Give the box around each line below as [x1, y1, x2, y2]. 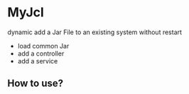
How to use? [7, 78, 64, 90]
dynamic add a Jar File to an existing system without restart [7, 28, 183, 36]
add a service [17, 56, 58, 65]
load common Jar [17, 41, 70, 50]
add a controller [17, 49, 65, 58]
